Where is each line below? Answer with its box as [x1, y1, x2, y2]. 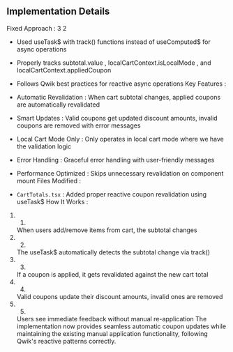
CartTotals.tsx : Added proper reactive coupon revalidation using [16, 190, 207, 198]
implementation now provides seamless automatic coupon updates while [16, 322, 227, 330]
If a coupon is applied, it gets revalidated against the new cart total [16, 270, 209, 278]
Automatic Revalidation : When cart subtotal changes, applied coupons [16, 93, 221, 101]
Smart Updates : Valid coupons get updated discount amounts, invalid [16, 114, 218, 122]
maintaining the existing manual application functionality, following [16, 329, 209, 337]
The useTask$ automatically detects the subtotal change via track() [16, 247, 211, 257]
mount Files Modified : [16, 176, 82, 185]
